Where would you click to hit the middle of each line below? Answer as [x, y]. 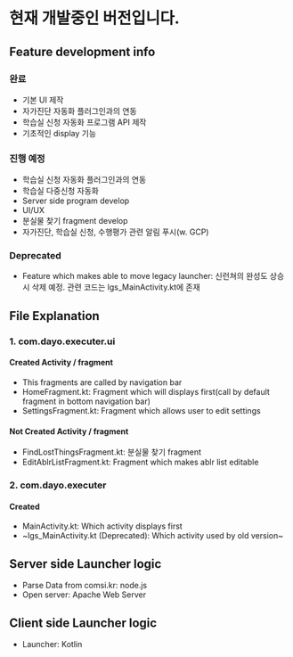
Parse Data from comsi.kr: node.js [85, 586]
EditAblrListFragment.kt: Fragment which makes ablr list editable [140, 462]
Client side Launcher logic [83, 623]
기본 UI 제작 [43, 100]
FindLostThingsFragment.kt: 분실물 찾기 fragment [112, 452]
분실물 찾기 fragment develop [75, 221]
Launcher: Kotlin [52, 644]
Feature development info [82, 51]
